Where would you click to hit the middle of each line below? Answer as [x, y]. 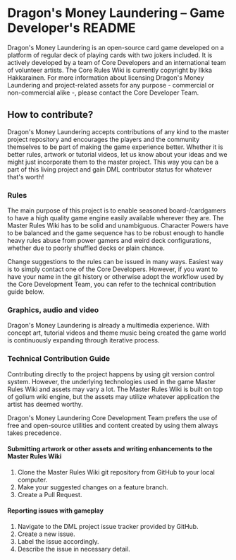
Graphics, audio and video [53, 310]
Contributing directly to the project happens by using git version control [111, 374]
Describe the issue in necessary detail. [74, 549]
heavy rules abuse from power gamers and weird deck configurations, [109, 241]
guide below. [26, 292]
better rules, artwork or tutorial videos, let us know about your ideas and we [117, 154]
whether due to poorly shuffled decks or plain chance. [86, 248]
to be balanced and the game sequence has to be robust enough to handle [116, 233]
